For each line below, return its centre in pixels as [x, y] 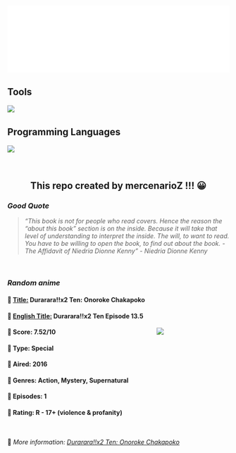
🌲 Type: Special [31, 348]
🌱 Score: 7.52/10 [32, 332]
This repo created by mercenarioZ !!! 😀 [118, 186]
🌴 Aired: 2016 [27, 364]
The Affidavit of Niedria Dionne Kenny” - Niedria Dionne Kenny [116, 251]
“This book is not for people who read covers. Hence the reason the [123, 221]
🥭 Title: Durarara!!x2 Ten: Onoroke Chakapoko [76, 299]
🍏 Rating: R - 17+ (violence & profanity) [65, 413]
